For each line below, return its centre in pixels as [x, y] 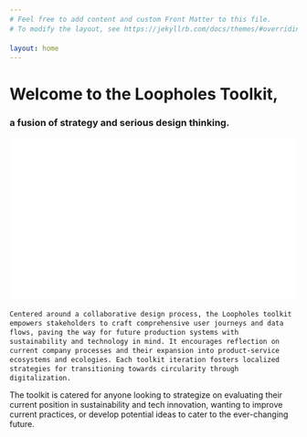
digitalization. [40, 378]
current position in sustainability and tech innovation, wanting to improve [146, 404]
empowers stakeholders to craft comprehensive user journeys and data [147, 323]
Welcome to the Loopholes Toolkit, [144, 94]
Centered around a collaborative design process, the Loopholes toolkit [151, 314]
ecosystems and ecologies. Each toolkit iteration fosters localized [145, 359]
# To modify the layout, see [65, 29]
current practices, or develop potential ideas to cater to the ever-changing [149, 414]
